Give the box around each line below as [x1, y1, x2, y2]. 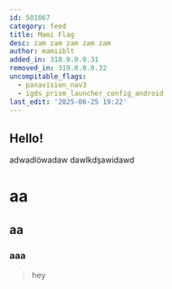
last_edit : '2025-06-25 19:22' [9, 97, 128, 107]
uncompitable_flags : [9, 72, 88, 81]
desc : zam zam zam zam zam [9, 38, 111, 48]
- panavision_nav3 [17, 80, 88, 89]
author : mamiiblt [9, 47, 75, 56]
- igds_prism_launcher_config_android [17, 89, 165, 98]
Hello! [9, 130, 43, 145]
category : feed [9, 22, 67, 31]
